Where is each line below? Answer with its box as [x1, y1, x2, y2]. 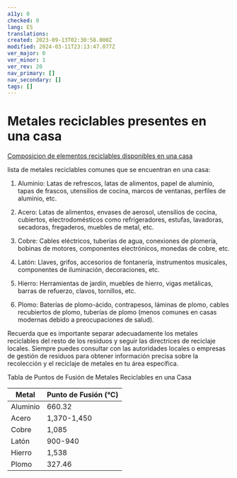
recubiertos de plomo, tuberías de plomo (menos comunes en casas [17, 308, 217, 317]
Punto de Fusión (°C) [47, 390, 119, 400]
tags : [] [7, 83, 33, 90]
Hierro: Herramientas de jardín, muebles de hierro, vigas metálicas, [17, 279, 214, 288]
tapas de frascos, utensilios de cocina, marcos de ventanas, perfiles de [17, 187, 226, 195]
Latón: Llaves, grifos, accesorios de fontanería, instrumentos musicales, [17, 258, 228, 266]
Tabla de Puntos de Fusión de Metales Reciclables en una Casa [7, 373, 192, 382]
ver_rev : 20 [7, 63, 42, 70]
